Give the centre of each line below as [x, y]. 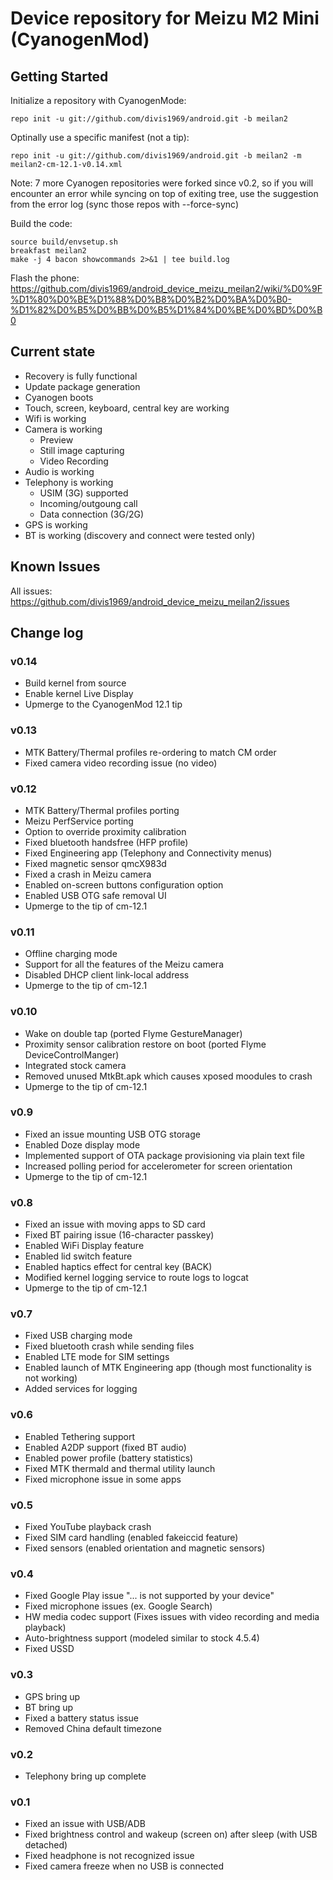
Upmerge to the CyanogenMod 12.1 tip [103, 704]
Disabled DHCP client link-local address [107, 975]
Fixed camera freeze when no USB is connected [124, 1866]
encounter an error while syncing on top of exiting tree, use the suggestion [164, 193]
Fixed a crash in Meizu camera [88, 874]
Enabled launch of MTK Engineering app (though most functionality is [168, 1368]
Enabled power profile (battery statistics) [109, 1458]
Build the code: [41, 223]
